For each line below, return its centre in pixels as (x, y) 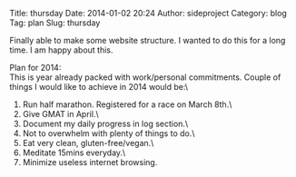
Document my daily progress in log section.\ (105, 123)
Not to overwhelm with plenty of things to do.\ (109, 133)
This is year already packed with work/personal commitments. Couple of (145, 77)
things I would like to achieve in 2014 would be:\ (99, 87)
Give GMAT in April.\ (60, 114)
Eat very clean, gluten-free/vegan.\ (88, 143)
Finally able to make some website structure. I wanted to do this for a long (148, 40)
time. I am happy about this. (61, 50)
